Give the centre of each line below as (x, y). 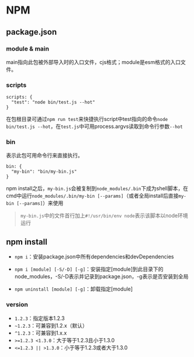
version (17, 305)
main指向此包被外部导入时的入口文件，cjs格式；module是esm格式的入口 (93, 62)
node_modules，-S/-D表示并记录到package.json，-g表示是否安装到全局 (101, 277)
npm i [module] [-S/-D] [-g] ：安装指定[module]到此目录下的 (89, 269)
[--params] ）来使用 (40, 203)
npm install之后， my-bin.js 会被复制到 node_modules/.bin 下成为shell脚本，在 (97, 188)
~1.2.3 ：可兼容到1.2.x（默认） (51, 325)
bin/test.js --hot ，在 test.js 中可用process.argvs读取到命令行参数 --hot (94, 126)
